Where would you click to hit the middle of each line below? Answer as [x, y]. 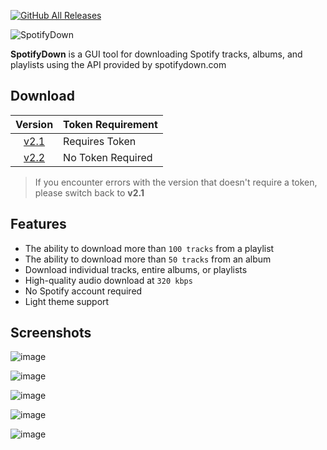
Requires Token [100, 141]
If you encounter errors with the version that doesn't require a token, [176, 182]
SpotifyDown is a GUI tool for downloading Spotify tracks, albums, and [156, 54]
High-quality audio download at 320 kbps [108, 280]
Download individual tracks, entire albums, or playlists [136, 269]
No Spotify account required [83, 291]
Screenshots [51, 333]
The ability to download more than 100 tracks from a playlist [149, 248]
